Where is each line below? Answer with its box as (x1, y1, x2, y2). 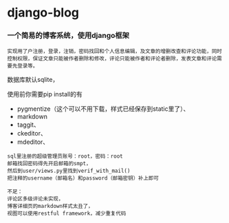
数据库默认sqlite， (7, 76, 59, 84)
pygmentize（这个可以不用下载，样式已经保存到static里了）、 (17, 105, 190, 113)
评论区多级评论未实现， (7, 195, 64, 202)
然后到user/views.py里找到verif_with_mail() (7, 167, 131, 175)
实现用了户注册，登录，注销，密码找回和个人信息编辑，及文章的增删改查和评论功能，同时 (7, 48, 222, 55)
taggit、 (17, 120, 40, 129)
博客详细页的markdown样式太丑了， (7, 203, 94, 210)
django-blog (7, 5, 79, 21)
